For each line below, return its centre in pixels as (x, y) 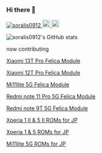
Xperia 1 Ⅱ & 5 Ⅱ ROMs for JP (42, 120)
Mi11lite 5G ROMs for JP (36, 144)
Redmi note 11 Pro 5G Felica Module (51, 97)
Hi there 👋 (21, 10)
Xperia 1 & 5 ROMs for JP (38, 132)
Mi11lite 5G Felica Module (38, 84)
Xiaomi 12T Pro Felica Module (43, 73)
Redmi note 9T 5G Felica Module (47, 108)
